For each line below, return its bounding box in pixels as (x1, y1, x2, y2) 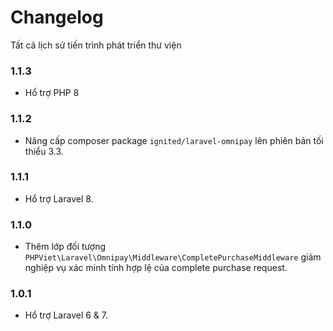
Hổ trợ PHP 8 (24, 87, 80, 99)
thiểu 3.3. (24, 145, 64, 157)
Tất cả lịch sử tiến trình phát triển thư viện (10, 39, 182, 51)
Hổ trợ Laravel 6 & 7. (24, 309, 109, 321)
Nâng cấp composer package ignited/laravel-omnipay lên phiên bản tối (24, 134, 324, 146)
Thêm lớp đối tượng (24, 241, 107, 253)
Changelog (10, 6, 104, 29)
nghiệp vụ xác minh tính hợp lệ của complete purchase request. (24, 262, 288, 274)
